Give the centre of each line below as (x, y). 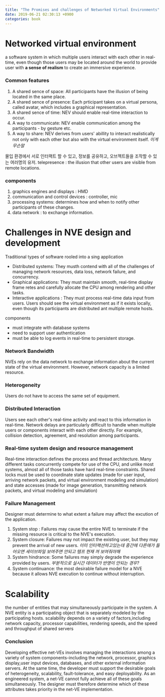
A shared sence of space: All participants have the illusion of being (80, 91)
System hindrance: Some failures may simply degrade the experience (83, 557)
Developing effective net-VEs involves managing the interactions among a (80, 652)
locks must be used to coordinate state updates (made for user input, (75, 475)
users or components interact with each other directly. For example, (74, 430)
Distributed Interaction (33, 409)
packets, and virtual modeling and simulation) (51, 490)
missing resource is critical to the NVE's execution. (64, 534)
